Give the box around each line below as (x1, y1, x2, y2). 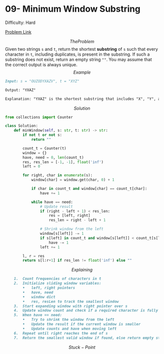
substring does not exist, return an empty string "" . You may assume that (5, 56, 152, 62)
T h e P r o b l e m (69, 38, 95, 44)
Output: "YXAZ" (5, 87, 36, 92)
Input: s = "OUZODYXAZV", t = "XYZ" (5, 79, 80, 83)
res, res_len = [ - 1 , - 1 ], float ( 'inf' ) (22, 160, 104, 165)
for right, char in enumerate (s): (22, 173, 93, 178)
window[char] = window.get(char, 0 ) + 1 (31, 177, 115, 183)
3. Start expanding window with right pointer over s (14, 304, 128, 309)
